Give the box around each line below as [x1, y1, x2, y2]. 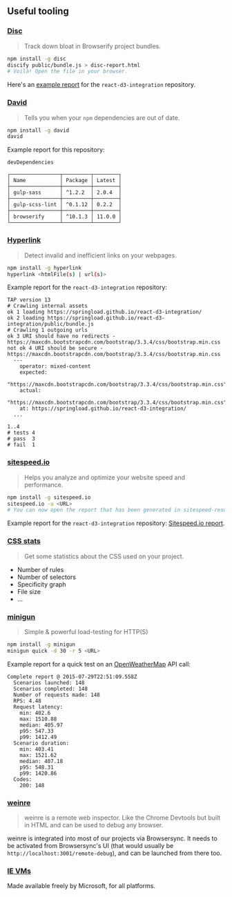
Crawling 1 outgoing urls [13, 327, 88, 334]
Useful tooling [7, 6, 69, 17]
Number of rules [17, 565, 64, 573]
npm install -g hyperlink [7, 264, 81, 271]
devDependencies [7, 159, 54, 166]
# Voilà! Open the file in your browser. [7, 68, 128, 75]
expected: [19, 369, 48, 376]
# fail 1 [7, 442, 36, 448]
